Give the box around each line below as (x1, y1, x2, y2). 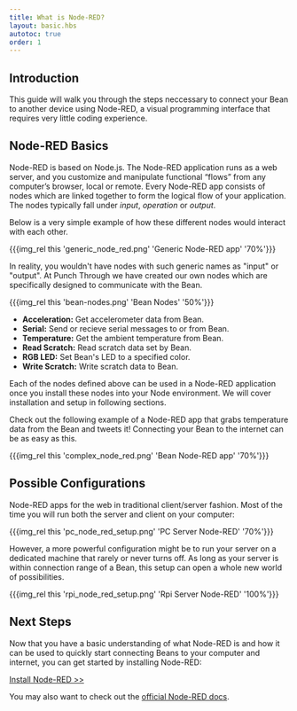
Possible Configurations (9, 476, 146, 491)
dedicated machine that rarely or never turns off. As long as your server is (9, 552, 279, 563)
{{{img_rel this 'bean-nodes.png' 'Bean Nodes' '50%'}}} (9, 296, 215, 307)
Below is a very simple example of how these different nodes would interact (9, 216, 286, 227)
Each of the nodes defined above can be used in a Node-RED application (9, 378, 277, 388)
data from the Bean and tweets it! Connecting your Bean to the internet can (9, 423, 284, 434)
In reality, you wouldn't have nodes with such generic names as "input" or (9, 261, 279, 271)
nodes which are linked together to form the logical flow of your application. (9, 190, 286, 200)
